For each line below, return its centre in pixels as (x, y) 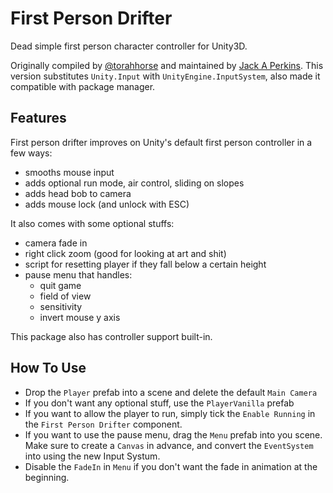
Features (38, 118)
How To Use (48, 368)
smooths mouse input (69, 172)
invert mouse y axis (80, 317)
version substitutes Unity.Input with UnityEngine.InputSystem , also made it (165, 76)
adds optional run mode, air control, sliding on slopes (134, 183)
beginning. (47, 477)
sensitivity (61, 306)
